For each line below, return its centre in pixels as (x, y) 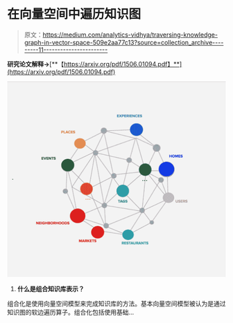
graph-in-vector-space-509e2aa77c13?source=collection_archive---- (124, 42)
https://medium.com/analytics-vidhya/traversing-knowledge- (130, 35)
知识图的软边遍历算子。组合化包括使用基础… (71, 313)
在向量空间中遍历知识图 (74, 14)
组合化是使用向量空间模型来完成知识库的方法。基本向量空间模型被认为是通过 (116, 304)
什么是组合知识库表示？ (51, 289)
